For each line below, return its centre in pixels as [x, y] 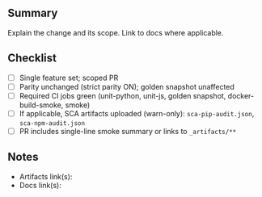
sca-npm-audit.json [52, 123]
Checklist [32, 59]
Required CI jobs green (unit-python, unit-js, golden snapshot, [123, 95]
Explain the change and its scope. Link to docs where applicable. [116, 32]
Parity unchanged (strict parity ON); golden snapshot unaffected [127, 86]
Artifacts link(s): [46, 176]
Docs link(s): [40, 185]
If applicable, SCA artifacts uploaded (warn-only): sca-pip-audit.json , [137, 113]
